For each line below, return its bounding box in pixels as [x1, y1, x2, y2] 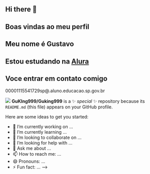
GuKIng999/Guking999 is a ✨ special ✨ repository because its [11, 98, 145, 104]
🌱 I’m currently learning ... [12, 129, 67, 135]
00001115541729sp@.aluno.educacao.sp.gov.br [5, 88, 105, 94]
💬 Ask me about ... [12, 146, 51, 152]
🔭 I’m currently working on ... [12, 124, 73, 130]
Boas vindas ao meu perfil [5, 22, 89, 31]
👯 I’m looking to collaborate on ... [12, 134, 82, 140]
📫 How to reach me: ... [12, 151, 62, 157]
